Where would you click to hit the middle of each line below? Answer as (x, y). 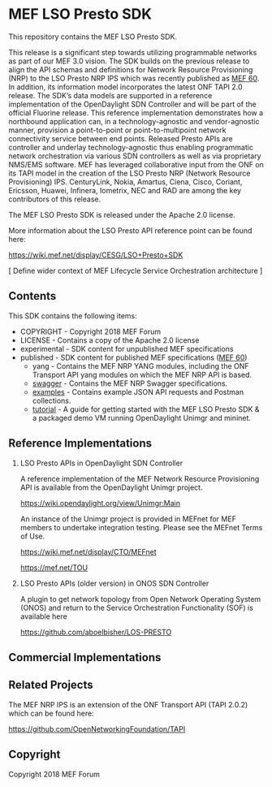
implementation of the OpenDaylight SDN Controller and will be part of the (133, 104)
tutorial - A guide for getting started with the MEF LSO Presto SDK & (146, 409)
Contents (32, 296)
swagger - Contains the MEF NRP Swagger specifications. (130, 383)
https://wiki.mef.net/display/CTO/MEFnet (88, 551)
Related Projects (51, 685)
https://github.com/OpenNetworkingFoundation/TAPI (97, 729)
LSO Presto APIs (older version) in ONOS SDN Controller (114, 583)
